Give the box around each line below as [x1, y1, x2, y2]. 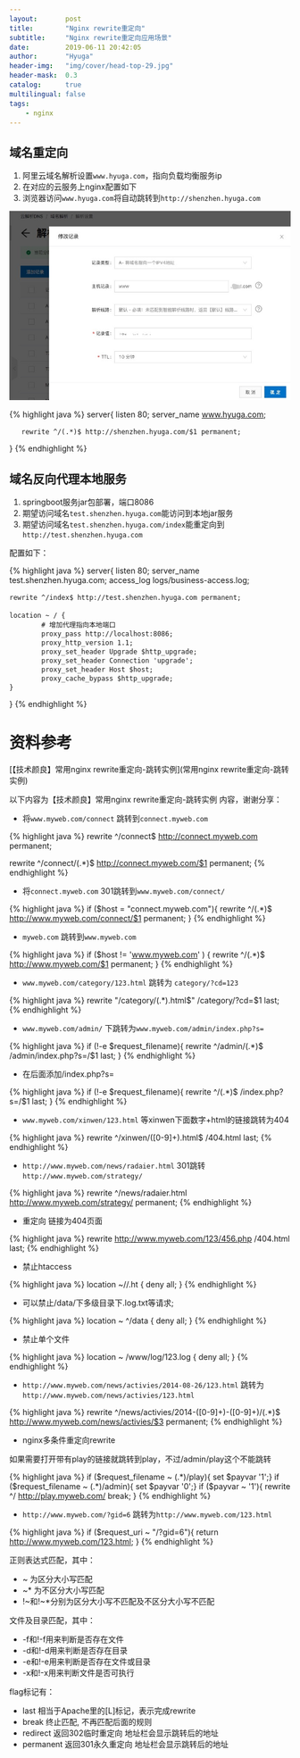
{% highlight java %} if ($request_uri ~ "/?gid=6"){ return [9, 1527, 219, 1537]
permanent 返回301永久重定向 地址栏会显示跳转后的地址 [21, 1739, 229, 1750]
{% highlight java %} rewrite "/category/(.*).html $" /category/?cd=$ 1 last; [9, 996, 279, 1006]
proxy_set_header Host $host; [41, 665, 154, 674]
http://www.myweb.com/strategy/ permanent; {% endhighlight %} [9, 1197, 253, 1208]
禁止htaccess [21, 1262, 72, 1272]
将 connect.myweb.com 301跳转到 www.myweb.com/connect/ [21, 886, 226, 896]
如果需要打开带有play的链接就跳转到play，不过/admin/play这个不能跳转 [9, 1454, 271, 1464]
